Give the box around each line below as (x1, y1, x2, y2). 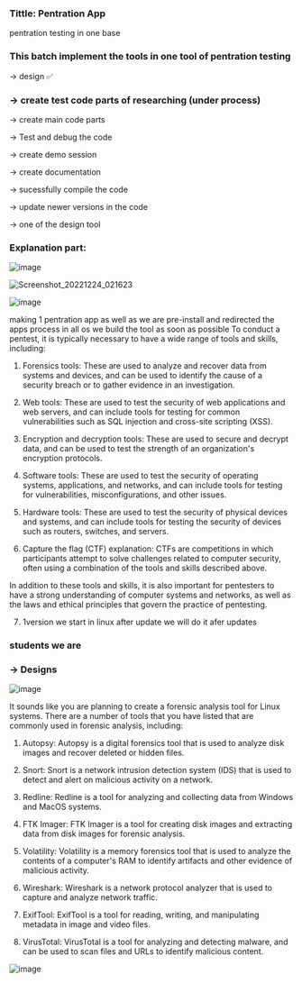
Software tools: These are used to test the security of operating (22, 470, 259, 481)
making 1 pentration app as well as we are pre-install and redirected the (9, 314, 275, 325)
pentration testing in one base (9, 28, 121, 39)
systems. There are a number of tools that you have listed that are (9, 711, 254, 722)
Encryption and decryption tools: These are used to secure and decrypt (22, 433, 288, 444)
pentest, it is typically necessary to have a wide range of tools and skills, (9, 333, 279, 344)
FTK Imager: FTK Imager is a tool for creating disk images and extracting (22, 819, 293, 830)
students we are (9, 639, 82, 651)
